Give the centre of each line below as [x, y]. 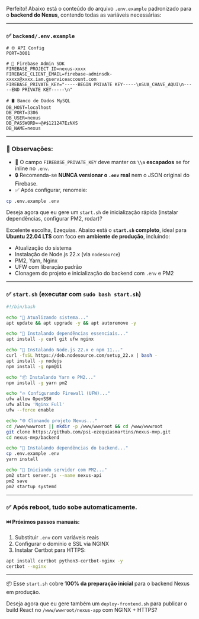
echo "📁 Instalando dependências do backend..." [67, 448]
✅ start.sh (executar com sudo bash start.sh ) [74, 294]
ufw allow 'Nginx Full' [36, 405]
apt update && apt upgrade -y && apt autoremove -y [71, 323]
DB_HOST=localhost [29, 108]
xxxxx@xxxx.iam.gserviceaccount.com [51, 80]
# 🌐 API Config [25, 48]
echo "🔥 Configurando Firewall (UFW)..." [58, 394]
